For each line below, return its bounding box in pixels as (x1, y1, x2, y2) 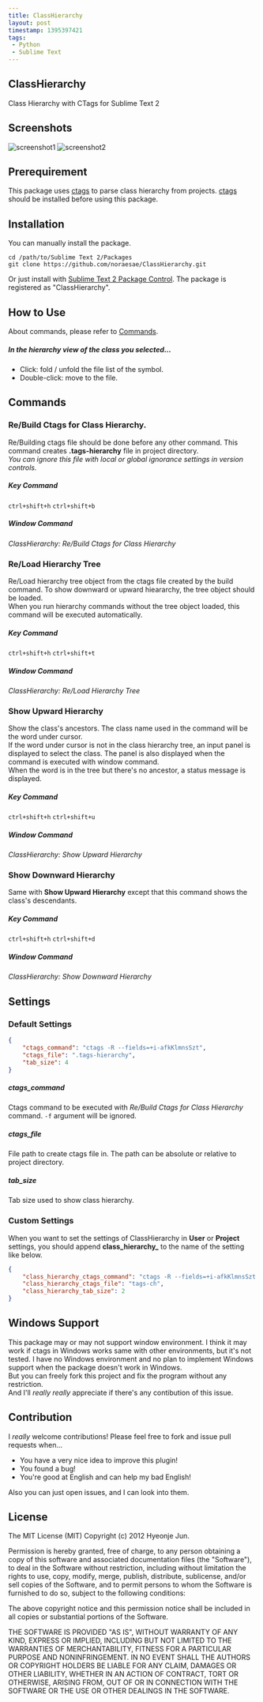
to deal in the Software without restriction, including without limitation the (8, 1563, 246, 1572)
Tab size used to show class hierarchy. (8, 1196, 134, 1205)
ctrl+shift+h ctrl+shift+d (8, 935, 96, 944)
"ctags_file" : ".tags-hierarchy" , (22, 1051, 136, 1059)
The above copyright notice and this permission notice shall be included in (8, 1604, 250, 1614)
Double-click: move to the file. (19, 373, 118, 383)
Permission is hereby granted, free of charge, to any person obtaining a (8, 1546, 241, 1556)
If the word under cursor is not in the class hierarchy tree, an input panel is (8, 740, 251, 750)
